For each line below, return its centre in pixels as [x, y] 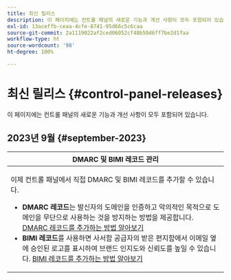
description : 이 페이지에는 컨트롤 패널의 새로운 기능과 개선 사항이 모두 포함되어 [109, 20]
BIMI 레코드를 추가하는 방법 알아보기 [87, 259]
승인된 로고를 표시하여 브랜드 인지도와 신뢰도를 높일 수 [113, 248]
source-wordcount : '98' [41, 45]
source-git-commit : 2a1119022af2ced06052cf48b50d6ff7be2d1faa [98, 33]
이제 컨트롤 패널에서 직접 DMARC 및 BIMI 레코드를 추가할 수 [102, 180]
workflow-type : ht [33, 39]
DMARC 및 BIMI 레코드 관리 [115, 159]
